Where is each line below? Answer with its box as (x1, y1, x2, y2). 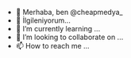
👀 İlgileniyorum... (15, 16, 71, 25)
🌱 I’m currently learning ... (15, 24, 101, 33)
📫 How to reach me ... (15, 42, 90, 50)
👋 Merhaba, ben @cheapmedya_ (15, 8, 123, 16)
